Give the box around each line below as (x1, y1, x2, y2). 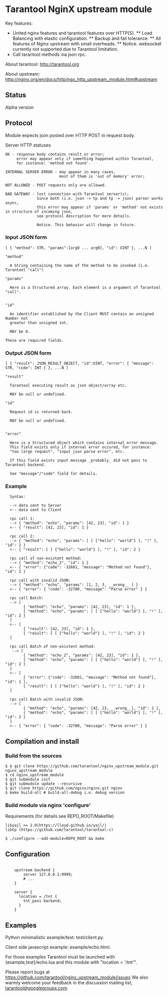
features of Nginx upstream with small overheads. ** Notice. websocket (12, 40, 162, 46)
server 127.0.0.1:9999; (23, 872, 73, 877)
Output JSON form (5, 349, 52, 356)
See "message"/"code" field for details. (10, 471, 98, 477)
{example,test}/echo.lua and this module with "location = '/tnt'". (5, 959, 137, 965)
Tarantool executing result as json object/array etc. (10, 383, 127, 388)
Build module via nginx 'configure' (5, 802, 91, 809)
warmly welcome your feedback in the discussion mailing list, (5, 980, 133, 986)
